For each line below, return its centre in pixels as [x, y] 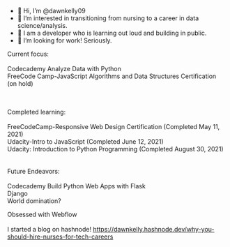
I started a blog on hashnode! [49, 229]
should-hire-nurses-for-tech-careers [60, 237]
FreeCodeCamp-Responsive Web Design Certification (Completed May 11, [114, 127]
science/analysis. [42, 25]
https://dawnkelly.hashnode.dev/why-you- [154, 229]
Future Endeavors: [33, 171]
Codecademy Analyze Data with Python [64, 69]
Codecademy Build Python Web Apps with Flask [77, 186]
